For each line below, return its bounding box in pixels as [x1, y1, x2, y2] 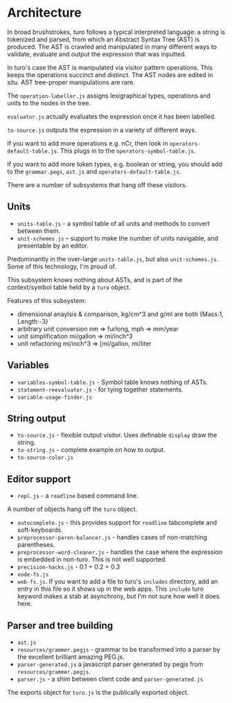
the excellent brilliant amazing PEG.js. [17, 653, 125, 661]
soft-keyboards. [17, 526, 64, 535]
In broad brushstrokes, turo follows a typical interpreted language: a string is [7, 28, 226, 36]
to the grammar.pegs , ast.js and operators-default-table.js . [7, 167, 181, 175]
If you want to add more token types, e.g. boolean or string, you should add [7, 159, 223, 168]
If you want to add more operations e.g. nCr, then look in [7, 139, 168, 147]
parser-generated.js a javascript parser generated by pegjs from [17, 660, 204, 668]
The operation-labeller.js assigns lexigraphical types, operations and [7, 92, 211, 100]
